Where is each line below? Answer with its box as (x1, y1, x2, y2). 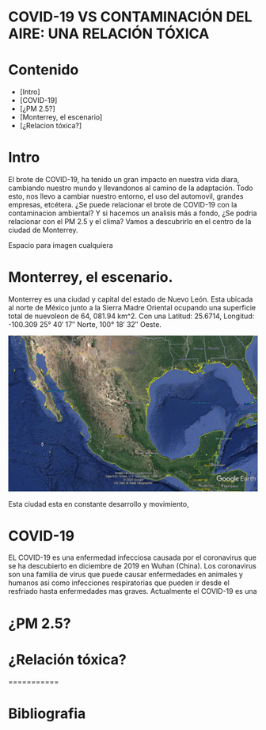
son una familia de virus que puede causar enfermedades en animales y (8, 570, 244, 580)
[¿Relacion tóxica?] (19, 121, 82, 131)
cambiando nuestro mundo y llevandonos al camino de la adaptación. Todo (8, 183, 253, 193)
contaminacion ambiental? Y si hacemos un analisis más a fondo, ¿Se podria (8, 208, 257, 218)
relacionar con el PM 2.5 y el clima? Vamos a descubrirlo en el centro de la (8, 217, 252, 226)
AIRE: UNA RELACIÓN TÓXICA (8, 25, 210, 43)
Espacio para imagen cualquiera (8, 241, 113, 250)
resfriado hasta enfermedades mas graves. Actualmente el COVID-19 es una (8, 587, 257, 596)
